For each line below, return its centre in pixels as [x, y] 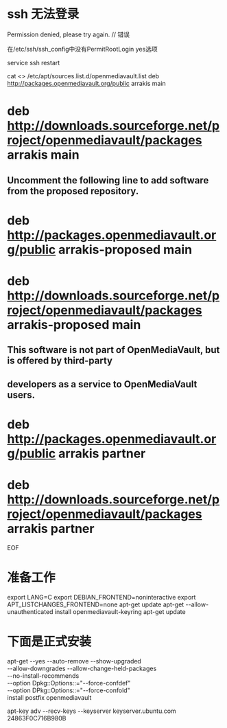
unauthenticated [30, 611]
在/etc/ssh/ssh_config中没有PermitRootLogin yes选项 [82, 49]
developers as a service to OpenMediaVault [102, 384]
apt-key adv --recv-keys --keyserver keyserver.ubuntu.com [92, 711]
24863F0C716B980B [37, 718]
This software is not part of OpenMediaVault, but [113, 350]
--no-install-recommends [43, 675]
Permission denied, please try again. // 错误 [69, 34]
